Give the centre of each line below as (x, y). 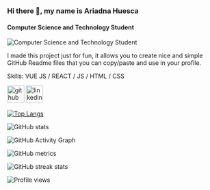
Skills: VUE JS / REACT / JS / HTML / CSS (66, 76)
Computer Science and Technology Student (71, 27)
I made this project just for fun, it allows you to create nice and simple (105, 56)
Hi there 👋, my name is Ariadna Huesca (73, 11)
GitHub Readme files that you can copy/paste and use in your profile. (104, 63)
